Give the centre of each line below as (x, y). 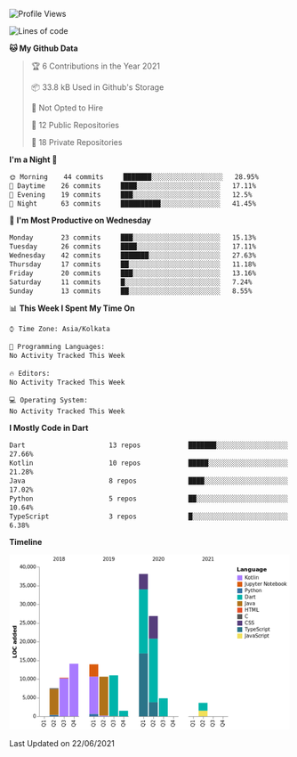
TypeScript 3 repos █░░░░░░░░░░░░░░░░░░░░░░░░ (149, 517)
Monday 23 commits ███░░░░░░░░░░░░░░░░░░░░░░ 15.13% (132, 238)
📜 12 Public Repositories (75, 125)
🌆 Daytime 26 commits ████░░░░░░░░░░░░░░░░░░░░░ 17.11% (132, 186)
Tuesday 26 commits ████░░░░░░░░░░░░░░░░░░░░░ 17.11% (132, 247)
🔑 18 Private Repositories (76, 142)
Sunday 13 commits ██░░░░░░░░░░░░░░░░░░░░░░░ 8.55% (131, 291)
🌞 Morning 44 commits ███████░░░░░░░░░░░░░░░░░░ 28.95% (134, 177)
